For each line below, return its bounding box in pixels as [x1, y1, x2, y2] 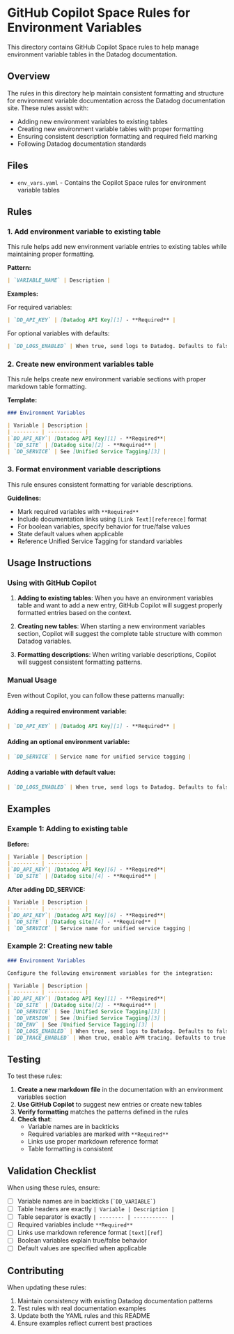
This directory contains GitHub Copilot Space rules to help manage [7, 43, 200, 51]
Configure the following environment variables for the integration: [7, 969, 214, 977]
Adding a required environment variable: [7, 707, 127, 715]
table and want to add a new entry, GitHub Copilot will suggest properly [17, 601, 223, 609]
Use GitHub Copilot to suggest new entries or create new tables [17, 1100, 202, 1109]
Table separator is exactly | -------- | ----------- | [17, 1213, 175, 1221]
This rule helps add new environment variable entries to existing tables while [7, 243, 227, 251]
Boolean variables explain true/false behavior [17, 1236, 148, 1245]
